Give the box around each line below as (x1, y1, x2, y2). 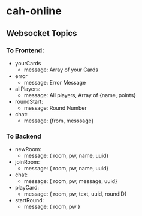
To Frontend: (6, 46, 44, 55)
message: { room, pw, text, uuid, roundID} (23, 190, 127, 197)
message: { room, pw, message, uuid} (23, 178, 118, 185)
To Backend (6, 132, 41, 140)
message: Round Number (23, 104, 87, 112)
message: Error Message (23, 79, 86, 86)
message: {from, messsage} (23, 117, 94, 124)
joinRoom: (14, 158, 40, 166)
